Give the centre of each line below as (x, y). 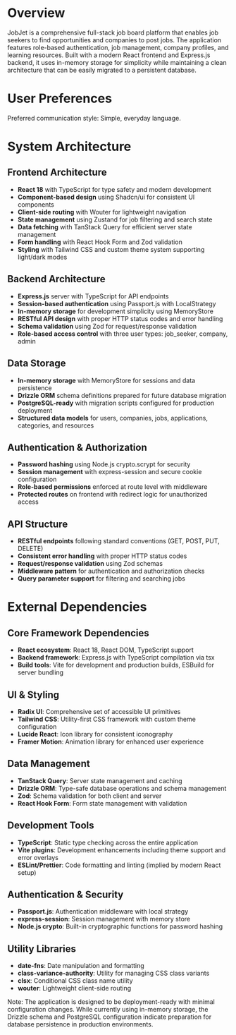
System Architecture (69, 147)
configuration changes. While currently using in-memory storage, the (108, 1010)
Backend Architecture (56, 279)
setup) (27, 872)
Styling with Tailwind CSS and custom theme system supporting (111, 249)
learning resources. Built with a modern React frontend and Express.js (109, 55)
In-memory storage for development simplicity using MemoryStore (115, 311)
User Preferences (60, 98)
